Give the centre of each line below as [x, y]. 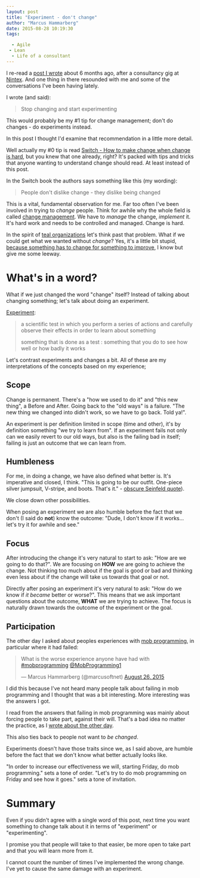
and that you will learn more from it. [50, 850]
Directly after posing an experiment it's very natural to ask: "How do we [94, 589]
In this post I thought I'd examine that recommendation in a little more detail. [100, 138]
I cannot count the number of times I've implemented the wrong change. [95, 862]
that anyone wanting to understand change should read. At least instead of [98, 163]
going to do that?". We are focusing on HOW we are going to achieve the [96, 564]
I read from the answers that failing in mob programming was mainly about [98, 712]
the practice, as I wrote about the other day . [60, 725]
